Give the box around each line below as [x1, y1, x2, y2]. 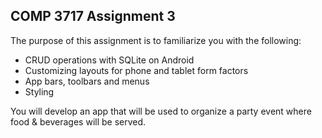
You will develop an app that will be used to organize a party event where [10, 105, 312, 117]
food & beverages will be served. [10, 115, 147, 128]
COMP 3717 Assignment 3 [10, 8, 176, 25]
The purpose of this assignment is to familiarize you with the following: [10, 34, 302, 46]
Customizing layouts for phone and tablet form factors [24, 64, 249, 76]
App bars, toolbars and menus [24, 75, 150, 87]
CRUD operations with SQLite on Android [24, 54, 195, 66]
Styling [24, 85, 55, 98]
